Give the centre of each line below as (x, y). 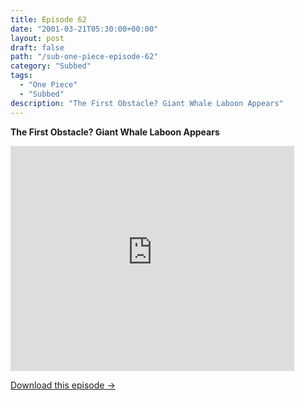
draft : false (37, 47)
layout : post (37, 38)
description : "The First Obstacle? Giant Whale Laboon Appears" (147, 103)
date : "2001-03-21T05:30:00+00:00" (84, 29)
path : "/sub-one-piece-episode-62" (84, 57)
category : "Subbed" (51, 66)
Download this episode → (63, 385)
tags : (21, 76)
